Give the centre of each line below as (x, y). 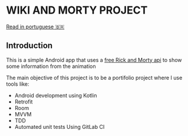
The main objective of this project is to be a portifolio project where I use (94, 77)
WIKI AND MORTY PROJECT (77, 10)
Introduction (29, 46)
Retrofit (24, 102)
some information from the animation (51, 66)
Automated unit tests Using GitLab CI (60, 127)
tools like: (18, 84)
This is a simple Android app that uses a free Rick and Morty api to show (94, 60)
